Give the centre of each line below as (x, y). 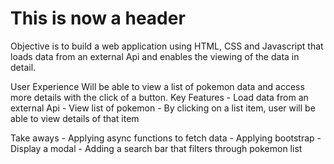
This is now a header (98, 18)
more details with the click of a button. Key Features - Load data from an (159, 97)
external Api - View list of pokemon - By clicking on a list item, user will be (163, 108)
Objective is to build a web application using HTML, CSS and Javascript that (167, 46)
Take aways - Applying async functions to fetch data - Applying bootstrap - (166, 138)
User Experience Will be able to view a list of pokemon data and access (157, 86)
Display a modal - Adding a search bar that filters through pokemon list (156, 148)
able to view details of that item (75, 118)
